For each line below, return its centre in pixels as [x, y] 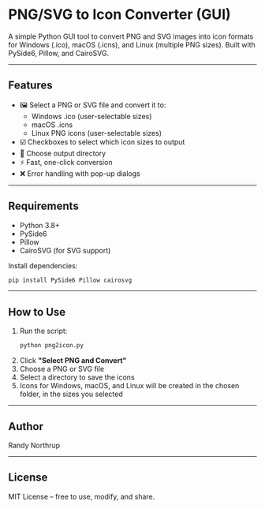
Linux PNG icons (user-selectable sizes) [97, 133]
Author [26, 427]
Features [30, 86]
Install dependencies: [43, 265]
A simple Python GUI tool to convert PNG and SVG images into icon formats [131, 36]
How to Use [37, 312]
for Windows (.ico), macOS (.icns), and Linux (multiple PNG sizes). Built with [132, 44]
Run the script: [43, 331]
